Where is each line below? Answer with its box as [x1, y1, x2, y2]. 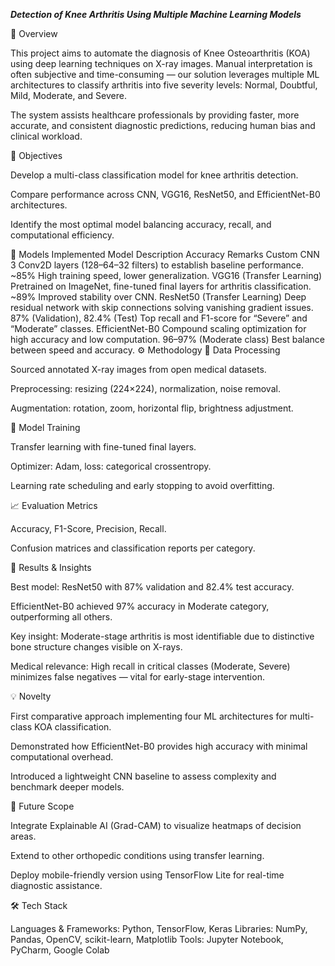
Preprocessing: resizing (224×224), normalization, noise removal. [10, 383, 281, 394]
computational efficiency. [10, 229, 115, 241]
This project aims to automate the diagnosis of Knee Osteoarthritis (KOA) [10, 47, 311, 59]
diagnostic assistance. [10, 880, 103, 891]
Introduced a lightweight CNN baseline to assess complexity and [10, 770, 277, 782]
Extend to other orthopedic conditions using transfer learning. [10, 850, 265, 861]
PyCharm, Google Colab [10, 944, 110, 956]
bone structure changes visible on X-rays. [10, 641, 183, 653]
